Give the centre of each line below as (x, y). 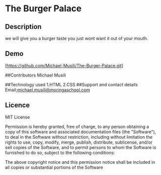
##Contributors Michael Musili (35, 75)
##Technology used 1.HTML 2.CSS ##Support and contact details (71, 84)
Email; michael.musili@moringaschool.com (48, 90)
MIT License (18, 117)
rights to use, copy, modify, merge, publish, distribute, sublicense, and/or (79, 142)
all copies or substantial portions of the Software (54, 167)
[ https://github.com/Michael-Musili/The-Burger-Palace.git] (64, 65)
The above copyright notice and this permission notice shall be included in (80, 162)
